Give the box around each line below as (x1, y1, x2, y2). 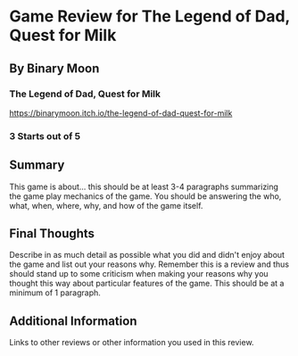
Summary (9, 158, 65, 173)
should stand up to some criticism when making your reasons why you (9, 269, 269, 279)
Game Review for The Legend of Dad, (9, 6, 290, 27)
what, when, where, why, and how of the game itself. (9, 200, 203, 211)
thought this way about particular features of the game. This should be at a (9, 278, 285, 289)
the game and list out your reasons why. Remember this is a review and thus (9, 259, 290, 269)
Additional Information (9, 313, 137, 328)
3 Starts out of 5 (9, 129, 81, 142)
